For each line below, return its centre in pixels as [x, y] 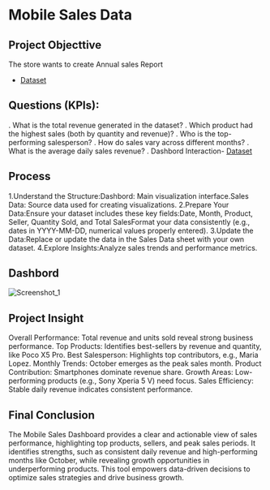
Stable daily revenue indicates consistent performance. [101, 389]
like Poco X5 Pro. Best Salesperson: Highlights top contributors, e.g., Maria [133, 355]
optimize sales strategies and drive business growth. [96, 478]
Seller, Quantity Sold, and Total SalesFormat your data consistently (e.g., [129, 221]
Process [30, 176]
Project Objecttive [55, 45]
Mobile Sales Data [70, 15]
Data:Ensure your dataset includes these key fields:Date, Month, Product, [131, 213]
